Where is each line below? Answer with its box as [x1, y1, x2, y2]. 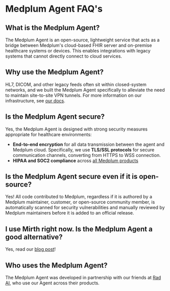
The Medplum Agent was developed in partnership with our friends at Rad [5, 275, 161, 281]
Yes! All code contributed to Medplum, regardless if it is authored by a [5, 194, 152, 200]
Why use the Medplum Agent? [5, 68, 104, 76]
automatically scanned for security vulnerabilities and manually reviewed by [5, 204, 165, 210]
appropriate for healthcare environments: [5, 131, 92, 138]
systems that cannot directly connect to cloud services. [5, 53, 123, 59]
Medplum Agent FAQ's [5, 3, 103, 15]
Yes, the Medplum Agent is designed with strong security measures [5, 126, 148, 132]
